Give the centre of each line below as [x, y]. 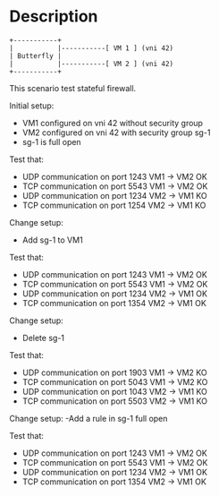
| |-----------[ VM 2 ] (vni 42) [92, 64]
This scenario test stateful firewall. [73, 88]
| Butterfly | [36, 56]
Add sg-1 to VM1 [52, 240]
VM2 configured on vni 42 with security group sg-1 [116, 133]
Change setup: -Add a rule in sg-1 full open [88, 418]
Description [54, 17]
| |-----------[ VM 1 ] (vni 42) [92, 48]
